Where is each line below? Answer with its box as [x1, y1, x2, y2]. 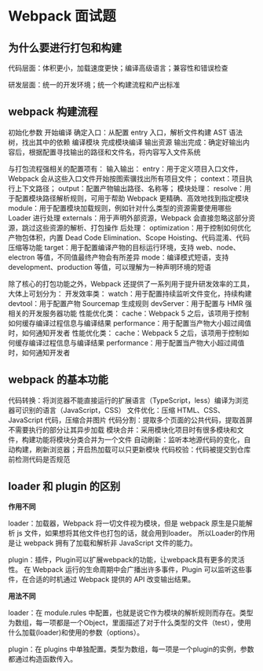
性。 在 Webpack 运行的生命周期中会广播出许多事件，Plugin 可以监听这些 [8, 565, 246, 574]
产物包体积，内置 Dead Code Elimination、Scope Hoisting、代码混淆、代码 [8, 233, 250, 242]
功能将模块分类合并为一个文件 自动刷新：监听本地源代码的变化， [35, 434, 244, 444]
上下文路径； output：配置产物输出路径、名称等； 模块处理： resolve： [14, 183, 245, 193]
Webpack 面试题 [8, 7, 116, 25]
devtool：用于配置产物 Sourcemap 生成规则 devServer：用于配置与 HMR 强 [8, 298, 253, 308]
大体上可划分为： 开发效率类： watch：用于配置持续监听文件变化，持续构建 [8, 289, 252, 298]
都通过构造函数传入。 [8, 654, 77, 664]
